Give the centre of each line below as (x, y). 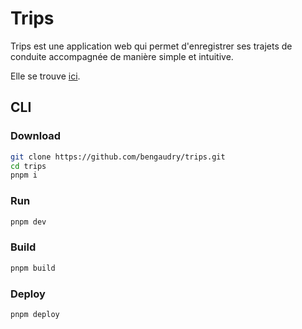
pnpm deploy (35, 314)
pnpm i (24, 175)
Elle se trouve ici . (45, 76)
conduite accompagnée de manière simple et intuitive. (122, 56)
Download (36, 136)
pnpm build (33, 268)
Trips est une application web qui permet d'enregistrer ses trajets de (151, 46)
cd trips (28, 166)
